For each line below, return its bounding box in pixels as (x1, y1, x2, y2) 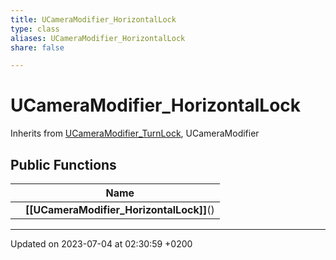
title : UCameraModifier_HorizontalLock (10, 14, 177, 25)
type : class (10, 24, 60, 34)
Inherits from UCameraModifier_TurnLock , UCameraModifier (10, 127, 260, 140)
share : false (10, 42, 65, 53)
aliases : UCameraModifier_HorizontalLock (10, 33, 186, 43)
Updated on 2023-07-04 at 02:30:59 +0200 (10, 238, 193, 250)
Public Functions (10, 156, 117, 173)
